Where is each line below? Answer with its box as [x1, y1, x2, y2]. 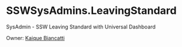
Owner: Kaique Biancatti [6, 34, 65, 41]
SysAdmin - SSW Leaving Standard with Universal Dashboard [6, 23, 156, 30]
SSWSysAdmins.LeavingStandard [6, 4, 177, 17]
